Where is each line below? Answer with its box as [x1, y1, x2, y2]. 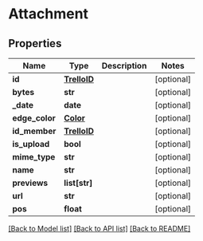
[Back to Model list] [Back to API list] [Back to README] [8, 224, 191, 233]
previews [12, 177, 49, 188]
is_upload [12, 139, 50, 149]
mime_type [12, 152, 56, 162]
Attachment [8, 5, 89, 23]
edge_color [12, 113, 56, 124]
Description [101, 61, 147, 71]
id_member [12, 125, 57, 136]
